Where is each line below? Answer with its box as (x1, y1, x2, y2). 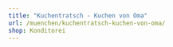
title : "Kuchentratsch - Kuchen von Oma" (8, 11, 148, 20)
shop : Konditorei (8, 26, 66, 34)
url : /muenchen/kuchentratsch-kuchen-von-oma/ (8, 19, 166, 27)
